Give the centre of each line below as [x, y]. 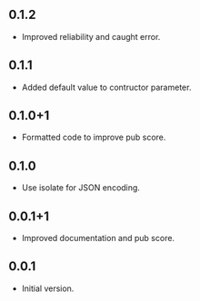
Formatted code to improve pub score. [94, 137]
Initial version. [48, 288]
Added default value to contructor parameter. [106, 87]
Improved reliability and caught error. [91, 36]
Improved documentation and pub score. [98, 238]
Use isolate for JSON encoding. [80, 188]
